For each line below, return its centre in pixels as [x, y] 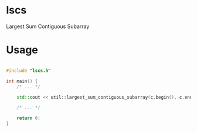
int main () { [22, 81]
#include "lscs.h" [28, 71]
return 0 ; [29, 118]
